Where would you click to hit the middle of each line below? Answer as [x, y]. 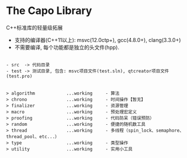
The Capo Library [49, 11]
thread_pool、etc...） [33, 136]
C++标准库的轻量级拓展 [34, 27]
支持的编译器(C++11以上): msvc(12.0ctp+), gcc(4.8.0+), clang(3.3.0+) [98, 40]
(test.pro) [19, 76]
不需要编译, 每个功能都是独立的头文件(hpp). [67, 47]
